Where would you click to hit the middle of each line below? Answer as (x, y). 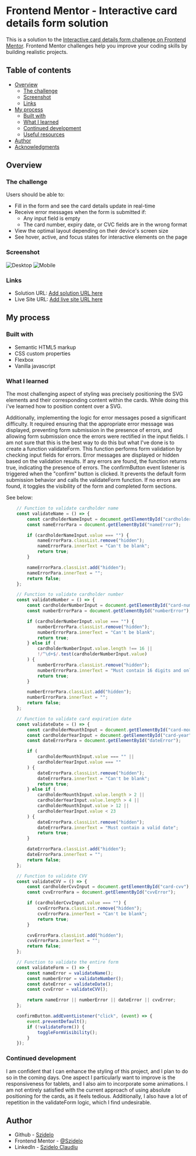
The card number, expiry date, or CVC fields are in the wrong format (105, 225)
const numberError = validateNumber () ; (76, 978)
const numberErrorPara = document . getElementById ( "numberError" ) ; (109, 611)
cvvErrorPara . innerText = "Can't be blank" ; (92, 914)
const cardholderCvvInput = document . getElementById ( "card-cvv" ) (108, 887)
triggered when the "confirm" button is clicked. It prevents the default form (96, 474)
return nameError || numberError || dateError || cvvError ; (101, 1000)
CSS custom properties (43, 353)
